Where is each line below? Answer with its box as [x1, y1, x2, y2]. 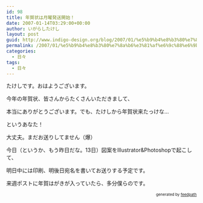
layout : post [6, 31, 39, 37]
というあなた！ [6, 121, 43, 128]
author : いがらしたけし [6, 25, 60, 32]
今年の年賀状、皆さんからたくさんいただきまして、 [6, 95, 133, 103]
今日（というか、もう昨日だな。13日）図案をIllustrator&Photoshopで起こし [6, 146, 192, 154]
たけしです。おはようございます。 [6, 82, 90, 89]
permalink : [6, 43, 34, 49]
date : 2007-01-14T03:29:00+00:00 [6, 20, 91, 26]
